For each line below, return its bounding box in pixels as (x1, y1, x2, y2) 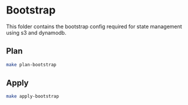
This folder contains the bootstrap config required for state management (6, 23, 183, 30)
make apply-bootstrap (6, 93, 60, 100)
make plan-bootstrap (6, 62, 57, 67)
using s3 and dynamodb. (6, 29, 67, 36)
